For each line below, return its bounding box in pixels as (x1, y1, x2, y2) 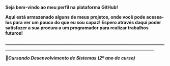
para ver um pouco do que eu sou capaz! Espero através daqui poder (12, 20, 161, 25)
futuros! (5, 30, 23, 36)
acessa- (146, 14, 164, 20)
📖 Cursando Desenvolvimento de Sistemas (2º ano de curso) (5, 55, 136, 61)
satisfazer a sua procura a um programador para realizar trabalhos (5, 25, 149, 31)
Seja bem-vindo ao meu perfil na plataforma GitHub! (5, 5, 119, 10)
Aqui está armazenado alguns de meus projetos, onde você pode (5, 14, 146, 20)
